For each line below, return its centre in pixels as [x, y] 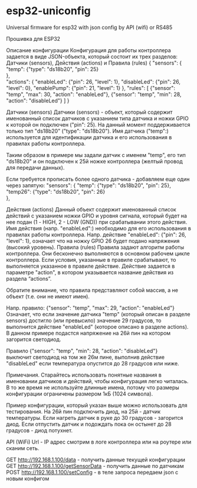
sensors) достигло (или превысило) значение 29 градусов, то [84, 320]
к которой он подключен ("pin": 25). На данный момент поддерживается [98, 124]
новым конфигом [28, 479]
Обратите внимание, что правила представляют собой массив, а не [92, 290]
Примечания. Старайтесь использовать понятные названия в [84, 375]
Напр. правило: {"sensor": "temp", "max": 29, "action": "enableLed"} [91, 308]
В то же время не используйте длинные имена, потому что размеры [93, 387]
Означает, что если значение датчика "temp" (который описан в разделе [98, 314]
